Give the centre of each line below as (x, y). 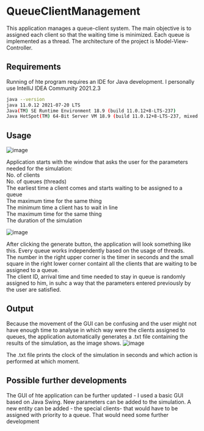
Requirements (34, 67)
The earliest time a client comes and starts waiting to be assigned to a (94, 188)
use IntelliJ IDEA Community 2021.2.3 (53, 88)
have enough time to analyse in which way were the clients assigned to (96, 330)
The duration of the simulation (44, 221)
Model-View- (172, 41)
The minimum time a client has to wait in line (62, 208)
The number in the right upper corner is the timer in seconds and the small (100, 257)
